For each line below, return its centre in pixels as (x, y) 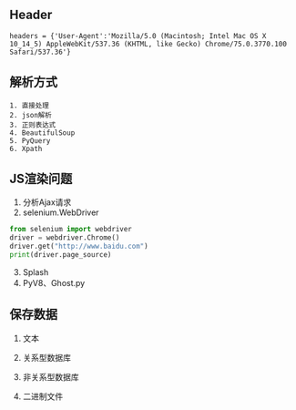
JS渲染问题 (41, 179)
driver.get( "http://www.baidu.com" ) (79, 246)
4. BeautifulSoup (42, 133)
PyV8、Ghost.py (54, 282)
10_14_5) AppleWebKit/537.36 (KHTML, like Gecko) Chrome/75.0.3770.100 (148, 44)
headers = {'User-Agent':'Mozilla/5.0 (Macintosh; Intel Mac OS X (138, 36)
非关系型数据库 (51, 376)
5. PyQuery (30, 140)
